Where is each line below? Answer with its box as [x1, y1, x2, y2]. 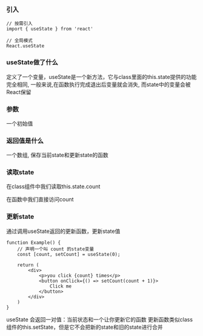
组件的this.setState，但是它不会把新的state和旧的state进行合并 [6, 323, 163, 331]
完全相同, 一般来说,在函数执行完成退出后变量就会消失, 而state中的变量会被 [6, 81, 191, 88]
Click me [49, 283, 72, 289]
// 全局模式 [6, 38, 33, 44]
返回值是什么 [6, 136, 44, 145]
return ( [17, 262, 39, 268]
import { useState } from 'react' [6, 26, 94, 32]
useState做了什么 [6, 58, 59, 67]
